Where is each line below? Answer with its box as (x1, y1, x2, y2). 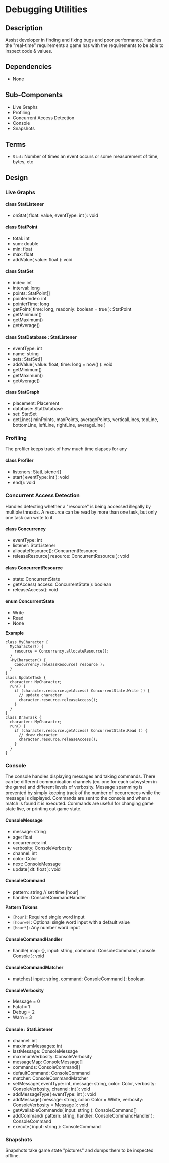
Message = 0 (12, 998, 40, 1004)
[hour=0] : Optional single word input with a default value (12, 919, 130, 925)
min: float (12, 246, 33, 252)
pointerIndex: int (12, 296, 47, 302)
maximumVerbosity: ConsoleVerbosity (12, 1053, 92, 1059)
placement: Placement (12, 400, 60, 406)
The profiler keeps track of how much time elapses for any (5, 446, 127, 452)
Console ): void (12, 953, 44, 959)
